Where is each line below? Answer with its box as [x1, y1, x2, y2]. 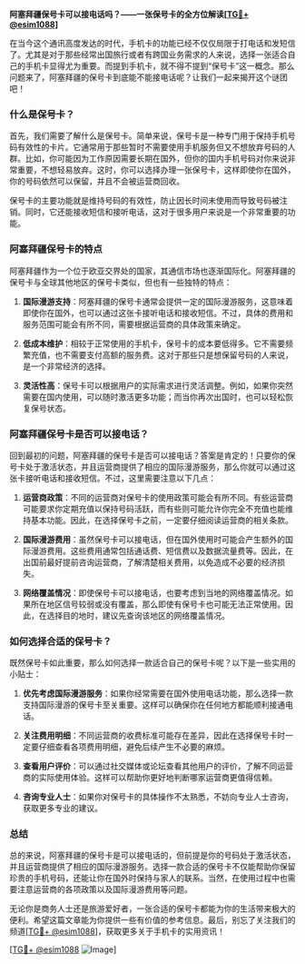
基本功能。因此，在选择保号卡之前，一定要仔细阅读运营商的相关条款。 [30, 514, 293, 525]
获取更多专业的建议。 [22, 803, 103, 814]
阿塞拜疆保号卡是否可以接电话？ [9, 427, 150, 440]
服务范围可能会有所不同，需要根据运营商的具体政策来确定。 [22, 318, 246, 330]
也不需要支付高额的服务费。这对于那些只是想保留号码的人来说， [54, 349, 293, 360]
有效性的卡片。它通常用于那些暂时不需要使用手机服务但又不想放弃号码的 [16, 142, 288, 153]
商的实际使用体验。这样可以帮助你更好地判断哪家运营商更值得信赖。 [22, 772, 278, 783]
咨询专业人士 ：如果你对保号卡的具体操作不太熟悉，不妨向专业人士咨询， [22, 791, 293, 802]
